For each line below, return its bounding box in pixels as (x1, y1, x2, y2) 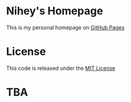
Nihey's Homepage (6, 4, 103, 18)
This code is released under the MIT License (6, 64, 116, 72)
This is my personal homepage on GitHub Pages (6, 24, 125, 31)
